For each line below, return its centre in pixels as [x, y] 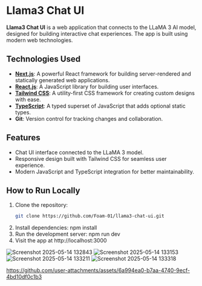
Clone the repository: [41, 205]
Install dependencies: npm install [56, 228]
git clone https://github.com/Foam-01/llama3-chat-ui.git [90, 216]
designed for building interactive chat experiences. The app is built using [97, 33]
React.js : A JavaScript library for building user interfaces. [87, 86]
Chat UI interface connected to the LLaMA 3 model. [79, 152]
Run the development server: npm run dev [68, 234]
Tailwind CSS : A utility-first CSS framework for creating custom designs [105, 93]
